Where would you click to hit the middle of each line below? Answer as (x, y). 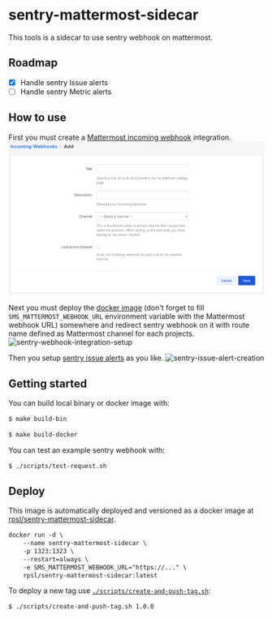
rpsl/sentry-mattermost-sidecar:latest (91, 576)
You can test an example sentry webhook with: (86, 450)
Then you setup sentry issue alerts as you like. (86, 358)
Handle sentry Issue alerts (64, 82)
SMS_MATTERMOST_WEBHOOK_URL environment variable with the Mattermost (127, 316)
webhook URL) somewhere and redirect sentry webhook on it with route (129, 325)
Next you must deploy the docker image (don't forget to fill (106, 308)
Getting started (48, 383)
